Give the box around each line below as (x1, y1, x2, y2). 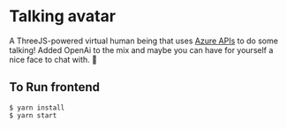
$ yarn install (9, 103, 65, 112)
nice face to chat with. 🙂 (9, 54, 97, 64)
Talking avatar (9, 6, 117, 27)
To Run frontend (9, 80, 100, 95)
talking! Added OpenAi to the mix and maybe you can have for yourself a (9, 44, 274, 55)
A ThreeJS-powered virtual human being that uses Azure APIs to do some (9, 35, 278, 46)
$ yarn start (9, 110, 57, 120)
